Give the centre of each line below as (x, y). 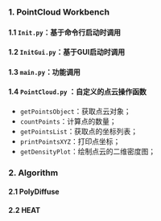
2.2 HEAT (25, 211)
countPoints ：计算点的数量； (68, 121)
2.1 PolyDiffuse (34, 192)
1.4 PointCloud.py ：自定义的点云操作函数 (77, 92)
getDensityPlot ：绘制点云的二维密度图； (88, 151)
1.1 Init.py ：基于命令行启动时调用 (64, 32)
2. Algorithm (33, 173)
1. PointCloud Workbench (59, 12)
